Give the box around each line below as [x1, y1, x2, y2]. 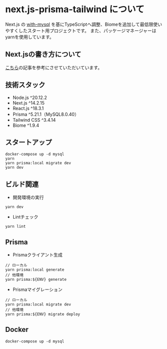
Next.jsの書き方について [5, 50, 82, 59]
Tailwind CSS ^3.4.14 [12, 117, 56, 123]
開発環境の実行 [12, 194, 44, 201]
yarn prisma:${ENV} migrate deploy [5, 312, 80, 317]
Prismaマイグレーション [12, 286, 63, 292]
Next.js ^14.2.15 [12, 99, 45, 106]
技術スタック [5, 81, 46, 89]
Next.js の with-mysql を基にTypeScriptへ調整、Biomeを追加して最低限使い [5, 21, 162, 27]
